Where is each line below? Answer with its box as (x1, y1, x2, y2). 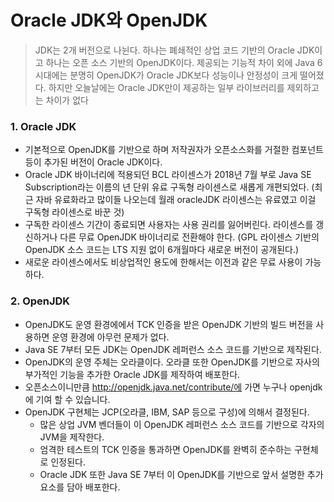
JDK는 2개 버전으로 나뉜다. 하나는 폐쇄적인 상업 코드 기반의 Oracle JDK (34, 44, 315, 56)
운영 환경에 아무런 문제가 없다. (51, 331, 170, 343)
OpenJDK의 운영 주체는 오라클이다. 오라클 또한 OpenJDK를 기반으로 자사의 (24, 356, 320, 368)
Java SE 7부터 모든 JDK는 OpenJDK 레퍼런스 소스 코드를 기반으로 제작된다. (24, 343, 322, 355)
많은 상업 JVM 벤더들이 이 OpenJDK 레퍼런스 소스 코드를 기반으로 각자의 (39, 418, 325, 430)
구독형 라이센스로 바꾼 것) (24, 206, 125, 218)
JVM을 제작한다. (39, 431, 105, 443)
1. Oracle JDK (10, 119, 77, 133)
